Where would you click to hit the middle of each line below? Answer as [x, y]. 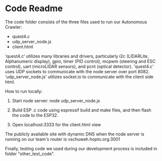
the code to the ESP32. [35, 115]
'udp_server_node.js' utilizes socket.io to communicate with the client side [79, 77]
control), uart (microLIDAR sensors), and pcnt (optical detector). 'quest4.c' [79, 66]
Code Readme [34, 8]
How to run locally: [24, 91]
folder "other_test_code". [30, 154]
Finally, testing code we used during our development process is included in [81, 148]
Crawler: [14, 27]
